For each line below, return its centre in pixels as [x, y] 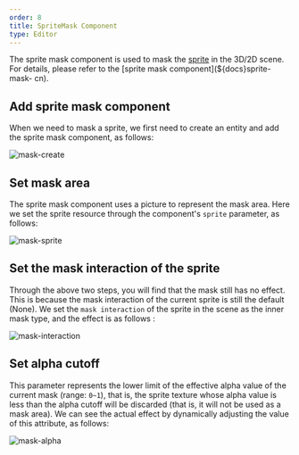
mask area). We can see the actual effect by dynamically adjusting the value [149, 414]
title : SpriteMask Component [63, 26]
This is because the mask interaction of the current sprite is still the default [147, 299]
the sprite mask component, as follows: [82, 137]
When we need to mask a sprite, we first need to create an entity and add [144, 128]
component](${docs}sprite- [220, 69]
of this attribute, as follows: [59, 423]
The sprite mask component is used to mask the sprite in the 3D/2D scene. [147, 60]
